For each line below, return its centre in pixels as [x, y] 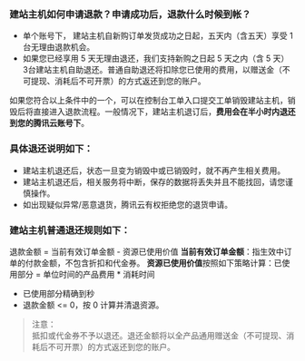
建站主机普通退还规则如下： [70, 230]
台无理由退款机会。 [59, 47]
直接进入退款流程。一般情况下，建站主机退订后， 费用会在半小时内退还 [164, 112]
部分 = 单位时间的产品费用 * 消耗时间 [86, 274]
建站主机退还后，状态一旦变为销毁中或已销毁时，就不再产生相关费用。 [154, 171]
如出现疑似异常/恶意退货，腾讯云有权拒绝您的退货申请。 [128, 204]
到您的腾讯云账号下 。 [49, 123]
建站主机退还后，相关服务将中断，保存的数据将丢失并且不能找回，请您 [154, 181]
